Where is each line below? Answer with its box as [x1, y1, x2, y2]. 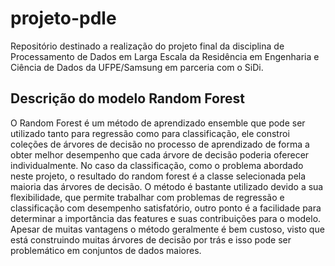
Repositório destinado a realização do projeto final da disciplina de [10, 40, 285, 52]
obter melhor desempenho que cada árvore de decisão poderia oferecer [10, 148, 310, 161]
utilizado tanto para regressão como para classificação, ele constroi [10, 127, 290, 139]
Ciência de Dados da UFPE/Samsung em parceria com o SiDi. [10, 61, 264, 73]
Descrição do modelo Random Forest [10, 90, 245, 107]
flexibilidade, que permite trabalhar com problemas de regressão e [10, 191, 285, 203]
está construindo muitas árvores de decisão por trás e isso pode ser [10, 233, 292, 246]
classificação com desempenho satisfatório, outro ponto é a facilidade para [10, 202, 322, 214]
